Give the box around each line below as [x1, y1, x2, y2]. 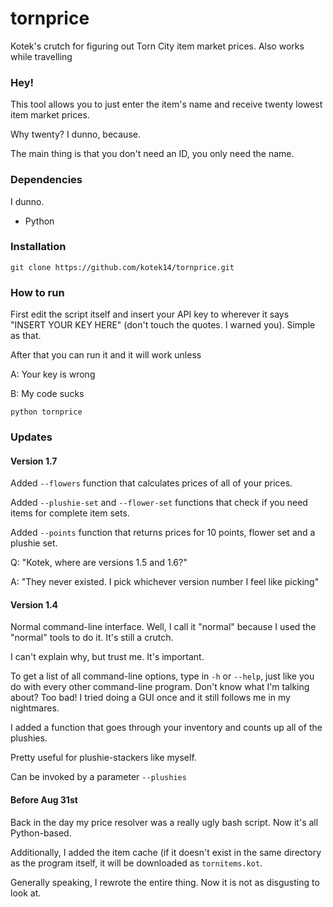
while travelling [10, 50, 73, 62]
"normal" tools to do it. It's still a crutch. [10, 632, 174, 644]
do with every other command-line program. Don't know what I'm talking [10, 681, 310, 693]
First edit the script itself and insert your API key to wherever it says [10, 308, 290, 321]
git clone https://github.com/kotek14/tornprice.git [10, 262, 235, 272]
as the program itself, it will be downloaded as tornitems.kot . [10, 857, 263, 869]
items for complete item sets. [10, 507, 130, 519]
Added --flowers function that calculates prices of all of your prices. [10, 477, 293, 489]
